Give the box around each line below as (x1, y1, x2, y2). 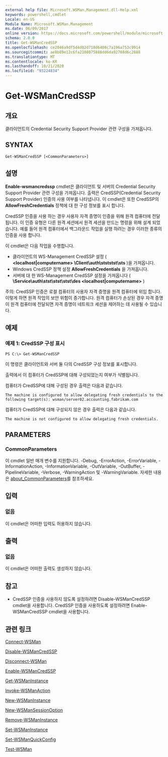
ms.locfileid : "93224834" (5, 69, 59, 74)
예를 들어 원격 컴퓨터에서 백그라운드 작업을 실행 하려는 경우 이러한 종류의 (20, 226, 162, 232)
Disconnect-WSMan (5, 658, 47, 664)
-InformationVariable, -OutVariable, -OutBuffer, (44, 463, 142, 469)
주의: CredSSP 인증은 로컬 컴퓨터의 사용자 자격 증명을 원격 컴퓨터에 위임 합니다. (5, 288, 162, 294)
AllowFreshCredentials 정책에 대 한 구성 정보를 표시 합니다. (5, 202, 125, 208)
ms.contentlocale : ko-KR (5, 59, 57, 64)
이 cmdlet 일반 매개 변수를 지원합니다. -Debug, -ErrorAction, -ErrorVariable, (5, 458, 157, 463)
